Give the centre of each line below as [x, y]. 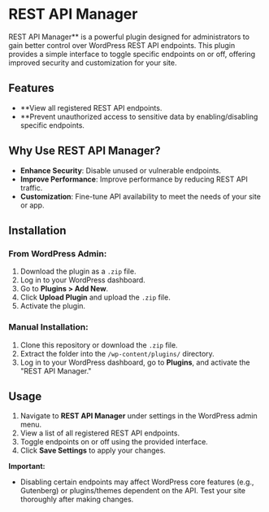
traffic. [31, 187]
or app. [32, 205]
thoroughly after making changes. [77, 499]
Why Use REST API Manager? [85, 151]
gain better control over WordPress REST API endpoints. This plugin [122, 45]
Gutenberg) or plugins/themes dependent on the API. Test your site [133, 491]
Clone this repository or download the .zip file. [99, 345]
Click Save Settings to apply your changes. [93, 451]
